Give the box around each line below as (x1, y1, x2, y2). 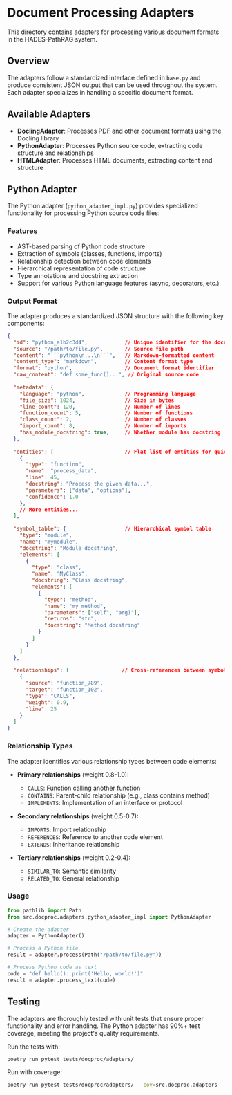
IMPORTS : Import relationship (27, 825, 107, 834)
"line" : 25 (25, 706, 57, 712)
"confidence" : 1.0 (25, 493, 79, 500)
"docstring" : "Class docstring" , (32, 577, 128, 584)
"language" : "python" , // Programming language (19, 390, 196, 397)
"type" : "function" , (25, 461, 85, 468)
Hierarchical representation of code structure (17, 264, 146, 273)
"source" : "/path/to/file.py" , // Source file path (13, 345, 184, 352)
